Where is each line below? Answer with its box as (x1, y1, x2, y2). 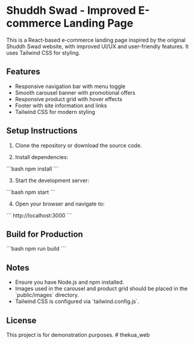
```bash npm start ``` (6, 188, 56, 196)
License (6, 315, 37, 325)
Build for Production (6, 229, 83, 239)
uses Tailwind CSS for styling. (6, 49, 80, 56)
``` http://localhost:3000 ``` (6, 211, 72, 219)
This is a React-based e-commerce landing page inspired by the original (6, 36, 186, 43)
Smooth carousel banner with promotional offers (14, 89, 136, 96)
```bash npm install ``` (6, 165, 59, 172)
